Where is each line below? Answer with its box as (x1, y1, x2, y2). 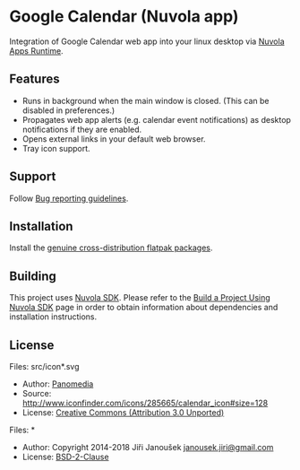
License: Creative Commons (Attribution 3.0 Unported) (21, 407, 225, 418)
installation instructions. (9, 311, 98, 322)
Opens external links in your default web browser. (21, 133, 206, 144)
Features (9, 72, 60, 87)
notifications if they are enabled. (21, 124, 142, 135)
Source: (21, 388, 52, 398)
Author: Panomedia (21, 379, 94, 389)
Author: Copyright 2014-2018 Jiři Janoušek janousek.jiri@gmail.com (21, 442, 274, 452)
